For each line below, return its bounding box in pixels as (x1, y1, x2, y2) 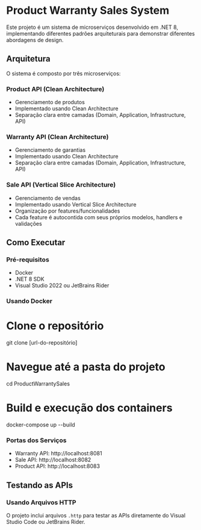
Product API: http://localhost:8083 (14, 463, 100, 470)
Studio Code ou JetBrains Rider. (6, 519, 85, 526)
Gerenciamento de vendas (14, 194, 81, 202)
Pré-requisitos (6, 255, 49, 264)
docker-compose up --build (6, 421, 75, 428)
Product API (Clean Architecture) (6, 85, 105, 93)
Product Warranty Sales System (6, 4, 170, 17)
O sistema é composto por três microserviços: (6, 70, 121, 77)
